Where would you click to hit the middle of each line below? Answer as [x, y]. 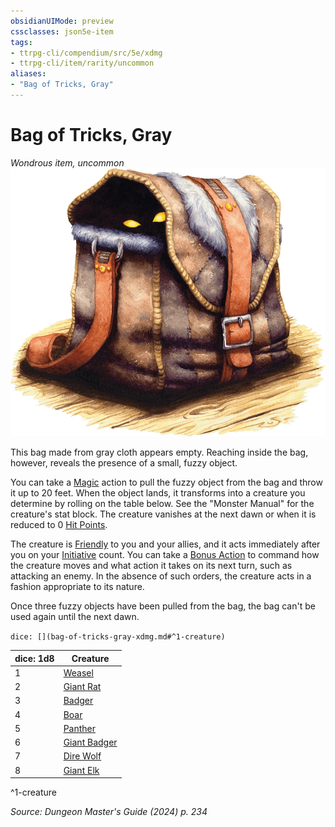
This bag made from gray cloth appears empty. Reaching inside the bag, [159, 452]
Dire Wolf [82, 756]
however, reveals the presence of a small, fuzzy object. [124, 463]
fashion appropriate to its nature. [77, 587]
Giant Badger [90, 742]
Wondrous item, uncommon [67, 162]
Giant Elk [81, 770]
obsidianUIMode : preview [62, 21]
